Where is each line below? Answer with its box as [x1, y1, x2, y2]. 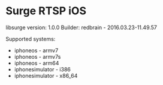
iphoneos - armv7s [14, 53, 61, 60]
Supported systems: [5, 35, 56, 42]
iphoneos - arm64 [14, 59, 59, 67]
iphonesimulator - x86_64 [14, 72, 78, 79]
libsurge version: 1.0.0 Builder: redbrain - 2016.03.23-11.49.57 [5, 24, 157, 31]
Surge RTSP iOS [5, 4, 87, 18]
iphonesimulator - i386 [14, 65, 71, 73]
